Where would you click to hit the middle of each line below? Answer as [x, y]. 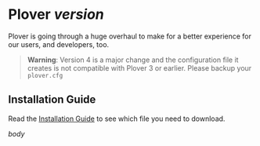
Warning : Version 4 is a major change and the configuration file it [133, 60]
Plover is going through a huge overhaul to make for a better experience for [130, 36]
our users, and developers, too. [59, 44]
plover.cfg [45, 75]
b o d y [16, 133]
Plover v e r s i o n [56, 15]
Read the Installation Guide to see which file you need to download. [117, 119]
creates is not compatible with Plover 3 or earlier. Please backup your [139, 68]
